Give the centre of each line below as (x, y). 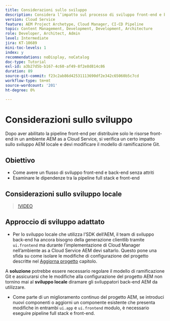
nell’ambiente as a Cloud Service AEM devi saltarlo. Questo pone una (84, 250)
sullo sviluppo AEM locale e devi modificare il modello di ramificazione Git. (83, 145)
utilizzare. (15, 287)
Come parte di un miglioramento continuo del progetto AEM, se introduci (88, 297)
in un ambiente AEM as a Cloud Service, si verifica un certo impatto (85, 139)
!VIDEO (25, 206)
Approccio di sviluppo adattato (55, 222)
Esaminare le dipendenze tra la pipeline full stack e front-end (76, 178)
